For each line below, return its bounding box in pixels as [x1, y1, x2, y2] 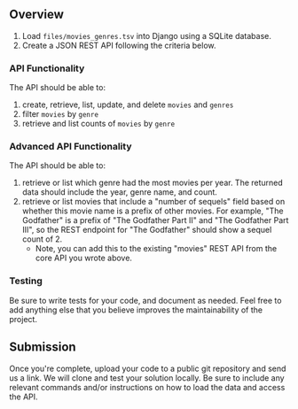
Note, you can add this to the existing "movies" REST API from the [35, 243, 278, 254]
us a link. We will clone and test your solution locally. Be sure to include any [9, 372, 286, 383]
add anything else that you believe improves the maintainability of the [9, 305, 263, 315]
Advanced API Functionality [9, 141, 132, 153]
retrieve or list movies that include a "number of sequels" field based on [21, 197, 286, 207]
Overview [9, 7, 65, 22]
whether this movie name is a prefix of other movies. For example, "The [21, 205, 284, 216]
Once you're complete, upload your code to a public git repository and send [9, 363, 286, 374]
